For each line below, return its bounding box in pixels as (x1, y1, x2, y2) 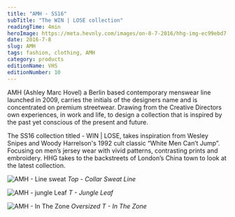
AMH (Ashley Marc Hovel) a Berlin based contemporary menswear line (7, 88, 211, 97)
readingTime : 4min (7, 23, 61, 30)
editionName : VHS (7, 62, 58, 69)
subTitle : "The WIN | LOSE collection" (7, 17, 124, 24)
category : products (7, 56, 64, 63)
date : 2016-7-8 (7, 36, 52, 43)
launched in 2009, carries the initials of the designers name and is (7, 95, 198, 104)
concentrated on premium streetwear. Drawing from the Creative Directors (7, 103, 222, 111)
